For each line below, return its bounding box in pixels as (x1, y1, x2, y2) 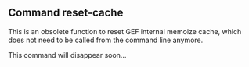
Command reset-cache (8, 6, 124, 19)
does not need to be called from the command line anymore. (8, 35, 204, 44)
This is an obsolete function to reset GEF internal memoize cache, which (8, 26, 242, 36)
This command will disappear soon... (8, 50, 127, 59)
